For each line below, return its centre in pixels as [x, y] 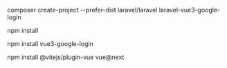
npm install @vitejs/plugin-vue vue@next [66, 57]
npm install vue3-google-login [50, 44]
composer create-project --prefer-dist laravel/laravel [82, 10]
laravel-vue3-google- [190, 10]
